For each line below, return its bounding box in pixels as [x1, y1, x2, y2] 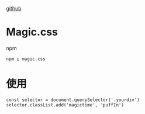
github [6, 5, 22, 12]
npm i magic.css [6, 56, 46, 62]
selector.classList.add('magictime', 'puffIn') [6, 102, 125, 108]
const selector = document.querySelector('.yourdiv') [6, 96, 140, 103]
